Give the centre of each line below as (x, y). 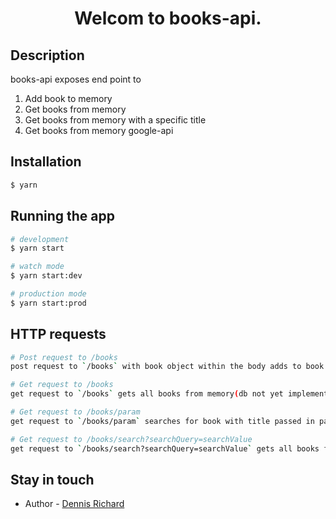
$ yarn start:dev (46, 276)
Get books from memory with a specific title (115, 120)
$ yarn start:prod (48, 303)
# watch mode (37, 267)
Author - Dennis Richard (74, 504)
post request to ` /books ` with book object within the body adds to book (167, 367)
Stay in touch (52, 479)
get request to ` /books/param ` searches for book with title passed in (162, 421)
